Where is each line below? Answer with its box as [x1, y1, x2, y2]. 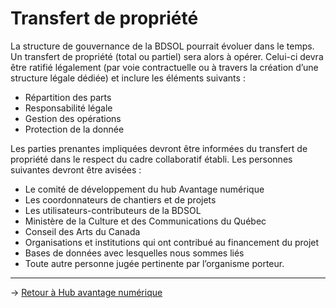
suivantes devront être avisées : [10, 163, 142, 176]
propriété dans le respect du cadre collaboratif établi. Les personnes [10, 153, 293, 165]
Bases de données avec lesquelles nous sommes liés [24, 247, 245, 259]
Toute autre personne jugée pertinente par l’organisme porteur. [24, 257, 285, 269]
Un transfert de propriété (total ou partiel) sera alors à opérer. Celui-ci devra [10, 50, 324, 62]
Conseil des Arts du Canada [24, 225, 141, 237]
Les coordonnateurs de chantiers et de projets [24, 193, 217, 206]
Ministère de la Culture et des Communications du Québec [24, 215, 267, 227]
